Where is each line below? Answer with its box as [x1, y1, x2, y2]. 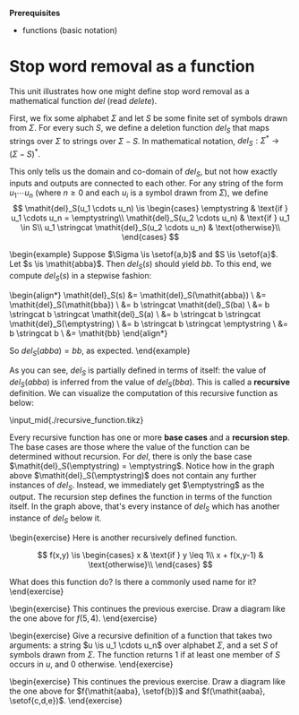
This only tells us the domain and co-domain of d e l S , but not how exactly [9, 166, 278, 178]
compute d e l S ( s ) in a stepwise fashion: [9, 271, 152, 283]
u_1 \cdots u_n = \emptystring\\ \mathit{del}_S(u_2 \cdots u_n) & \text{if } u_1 [11, 212, 290, 223]
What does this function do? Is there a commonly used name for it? [9, 576, 257, 587]
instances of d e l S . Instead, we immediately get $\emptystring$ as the [9, 479, 265, 493]
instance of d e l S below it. [9, 513, 102, 525]
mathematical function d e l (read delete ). [9, 95, 158, 106]
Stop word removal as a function [9, 56, 255, 77]
